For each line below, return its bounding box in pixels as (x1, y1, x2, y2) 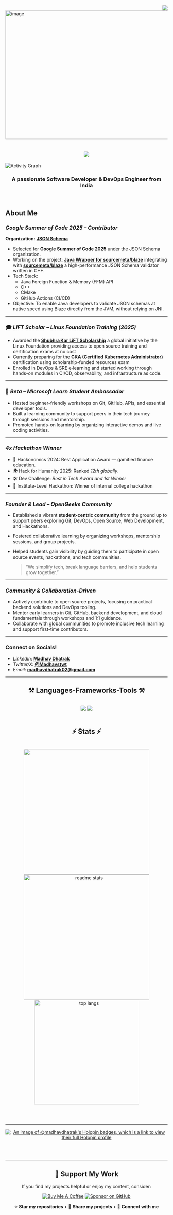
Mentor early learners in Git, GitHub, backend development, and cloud (12, 610, 162, 616)
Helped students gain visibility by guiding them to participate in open (12, 548, 159, 555)
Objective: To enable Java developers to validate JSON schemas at (12, 300, 155, 306)
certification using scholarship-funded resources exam (12, 359, 130, 366)
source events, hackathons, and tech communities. (12, 554, 122, 560)
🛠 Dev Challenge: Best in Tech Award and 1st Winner (12, 475, 126, 481)
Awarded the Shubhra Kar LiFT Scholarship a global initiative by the (12, 337, 158, 344)
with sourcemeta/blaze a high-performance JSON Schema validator (12, 262, 159, 268)
